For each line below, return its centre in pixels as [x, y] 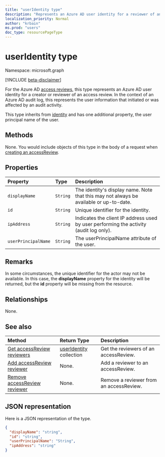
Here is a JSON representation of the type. [48, 418]
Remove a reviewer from [129, 380]
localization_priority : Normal [37, 19]
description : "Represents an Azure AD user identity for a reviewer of [80, 14]
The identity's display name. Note [114, 189]
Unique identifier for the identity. [113, 210]
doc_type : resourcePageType [34, 32]
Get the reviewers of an [127, 349]
